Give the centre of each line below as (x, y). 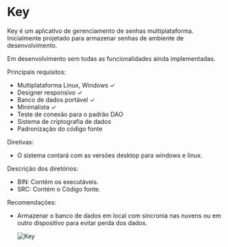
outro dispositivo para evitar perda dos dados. (82, 222)
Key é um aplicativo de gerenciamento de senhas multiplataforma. (100, 31)
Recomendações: (32, 202)
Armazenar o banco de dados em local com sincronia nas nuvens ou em (119, 216)
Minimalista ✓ (37, 107)
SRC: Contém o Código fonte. (59, 189)
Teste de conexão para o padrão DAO (70, 114)
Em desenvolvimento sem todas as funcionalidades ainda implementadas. (111, 58)
